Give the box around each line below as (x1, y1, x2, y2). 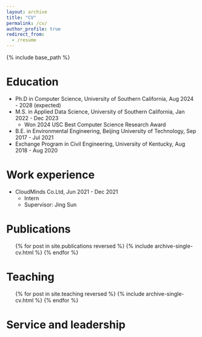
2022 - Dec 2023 (15, 114, 59, 121)
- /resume (12, 37, 36, 43)
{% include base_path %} (6, 54, 70, 61)
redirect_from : (6, 32, 45, 38)
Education (6, 75, 59, 89)
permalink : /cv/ (6, 20, 47, 26)
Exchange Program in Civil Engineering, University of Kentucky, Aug (15, 140, 186, 148)
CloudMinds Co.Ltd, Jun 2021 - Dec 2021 (15, 188, 118, 195)
